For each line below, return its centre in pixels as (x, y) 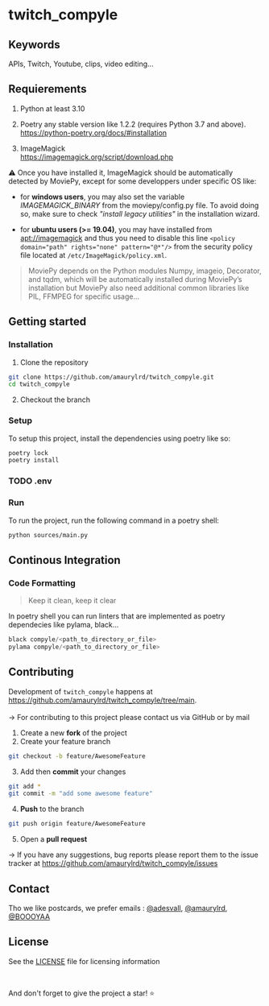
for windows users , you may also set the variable (102, 197)
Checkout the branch (55, 400)
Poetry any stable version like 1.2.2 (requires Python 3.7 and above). (133, 124)
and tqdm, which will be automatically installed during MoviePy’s (135, 279)
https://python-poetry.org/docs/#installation (93, 132)
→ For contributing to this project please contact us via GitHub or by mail (129, 717)
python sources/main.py (48, 535)
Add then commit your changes (73, 772)
